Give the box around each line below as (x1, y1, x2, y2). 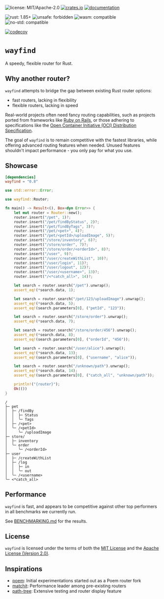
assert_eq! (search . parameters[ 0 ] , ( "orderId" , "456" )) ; (14, 337, 131, 342)
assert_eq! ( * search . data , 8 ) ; (14, 333, 76, 338)
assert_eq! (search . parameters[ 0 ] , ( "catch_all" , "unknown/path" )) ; (14, 373, 154, 378)
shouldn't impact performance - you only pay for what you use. (5, 147, 133, 153)
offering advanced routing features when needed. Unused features (5, 142, 141, 148)
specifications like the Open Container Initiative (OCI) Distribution (5, 122, 137, 128)
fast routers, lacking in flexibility (12, 97, 77, 103)
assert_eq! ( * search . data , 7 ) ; (14, 319, 76, 324)
